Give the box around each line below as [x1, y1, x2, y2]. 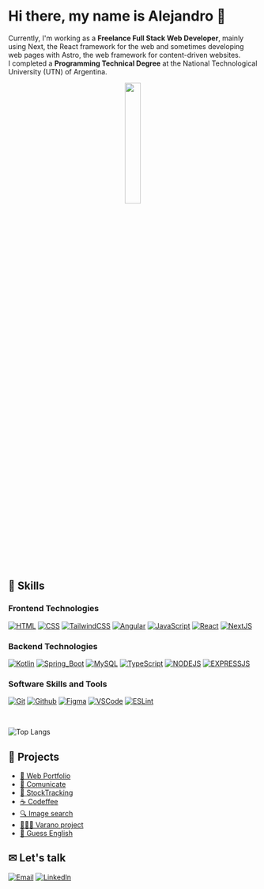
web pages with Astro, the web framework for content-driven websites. [8, 50, 241, 59]
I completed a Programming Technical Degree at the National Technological [8, 59, 258, 68]
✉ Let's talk [8, 851, 66, 865]
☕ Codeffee [19, 797, 58, 807]
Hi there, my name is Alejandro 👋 [8, 7, 227, 25]
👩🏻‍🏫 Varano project [19, 820, 84, 830]
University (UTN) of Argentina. [8, 66, 108, 76]
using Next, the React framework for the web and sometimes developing [8, 41, 244, 51]
